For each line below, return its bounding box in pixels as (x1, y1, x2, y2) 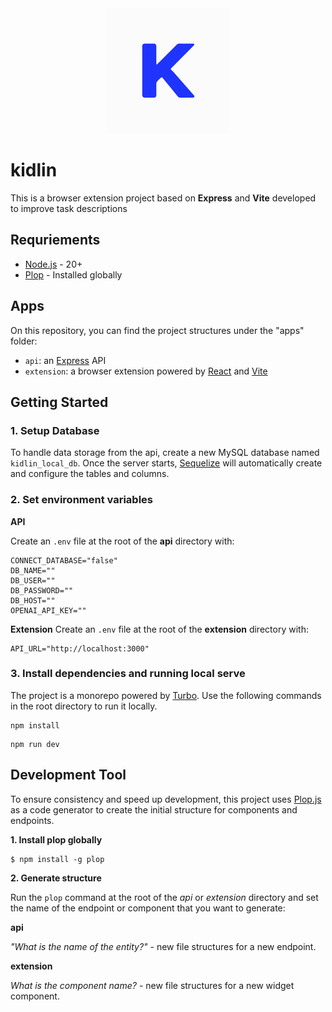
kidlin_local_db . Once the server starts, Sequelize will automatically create (10, 457, 323, 469)
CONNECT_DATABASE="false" (10, 555, 118, 566)
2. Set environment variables (10, 493, 154, 507)
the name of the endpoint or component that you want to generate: (10, 902, 286, 914)
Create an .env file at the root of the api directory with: (10, 535, 235, 547)
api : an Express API (24, 354, 107, 366)
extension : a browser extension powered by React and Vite (24, 365, 268, 377)
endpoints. (10, 814, 55, 826)
